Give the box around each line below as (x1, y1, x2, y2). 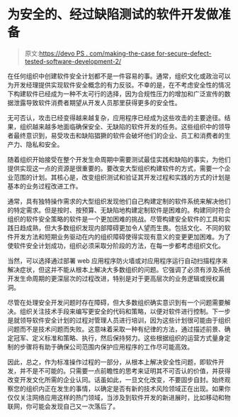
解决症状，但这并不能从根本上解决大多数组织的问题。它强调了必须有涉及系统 (7, 265, 231, 274)
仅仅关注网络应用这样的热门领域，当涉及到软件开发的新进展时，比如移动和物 (7, 393, 231, 401)
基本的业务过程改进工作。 (7, 182, 82, 190)
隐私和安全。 (25, 140, 64, 148)
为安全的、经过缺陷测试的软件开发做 (7, 6, 219, 23)
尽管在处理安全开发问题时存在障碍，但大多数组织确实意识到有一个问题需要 (7, 298, 225, 306)
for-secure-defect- (156, 49, 212, 58)
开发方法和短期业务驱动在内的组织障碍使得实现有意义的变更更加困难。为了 (13, 232, 231, 241)
